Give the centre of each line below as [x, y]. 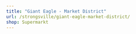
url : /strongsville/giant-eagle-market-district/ [68, 17]
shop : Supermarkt [27, 22]
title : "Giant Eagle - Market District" [57, 11]
